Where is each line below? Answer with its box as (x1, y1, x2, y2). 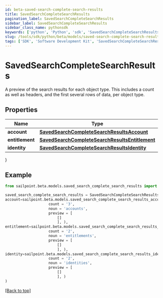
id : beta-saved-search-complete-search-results (5, 7, 103, 12)
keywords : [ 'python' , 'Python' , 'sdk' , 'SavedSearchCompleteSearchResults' (5, 30, 162, 35)
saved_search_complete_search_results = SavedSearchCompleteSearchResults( (5, 193, 162, 198)
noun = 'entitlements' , (48, 234, 97, 238)
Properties (5, 106, 38, 114)
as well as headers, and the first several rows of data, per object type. (5, 91, 145, 98)
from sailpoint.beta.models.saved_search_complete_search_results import (5, 184, 158, 189)
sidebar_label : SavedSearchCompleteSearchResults (5, 20, 108, 26)
